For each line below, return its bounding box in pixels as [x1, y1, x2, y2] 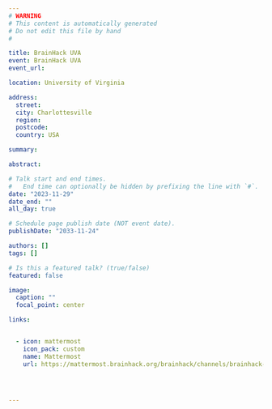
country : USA [15, 131, 60, 139]
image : [8, 286, 31, 294]
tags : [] [8, 249, 38, 258]
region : [15, 116, 42, 124]
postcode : [15, 123, 49, 132]
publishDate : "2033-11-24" [8, 228, 100, 236]
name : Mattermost [23, 352, 82, 360]
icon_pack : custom [23, 345, 85, 353]
